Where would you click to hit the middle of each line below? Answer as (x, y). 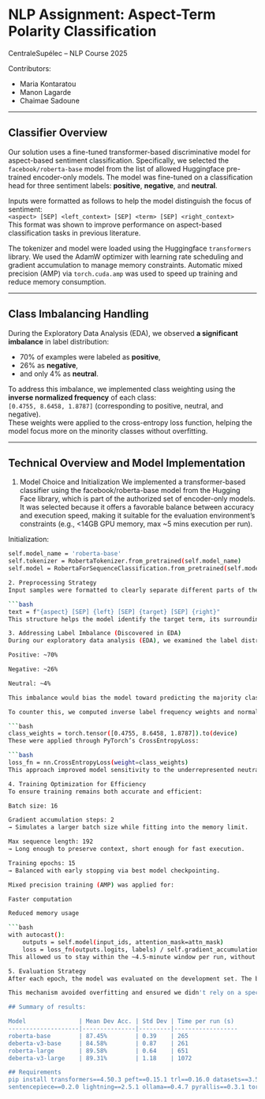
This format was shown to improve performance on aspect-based (115, 224)
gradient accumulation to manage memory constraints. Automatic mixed (125, 265)
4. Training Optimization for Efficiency (77, 784)
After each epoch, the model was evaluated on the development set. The (130, 979)
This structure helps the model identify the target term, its (114, 619)
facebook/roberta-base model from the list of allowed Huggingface (116, 168)
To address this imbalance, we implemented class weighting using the (122, 389)
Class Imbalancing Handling (78, 314)
